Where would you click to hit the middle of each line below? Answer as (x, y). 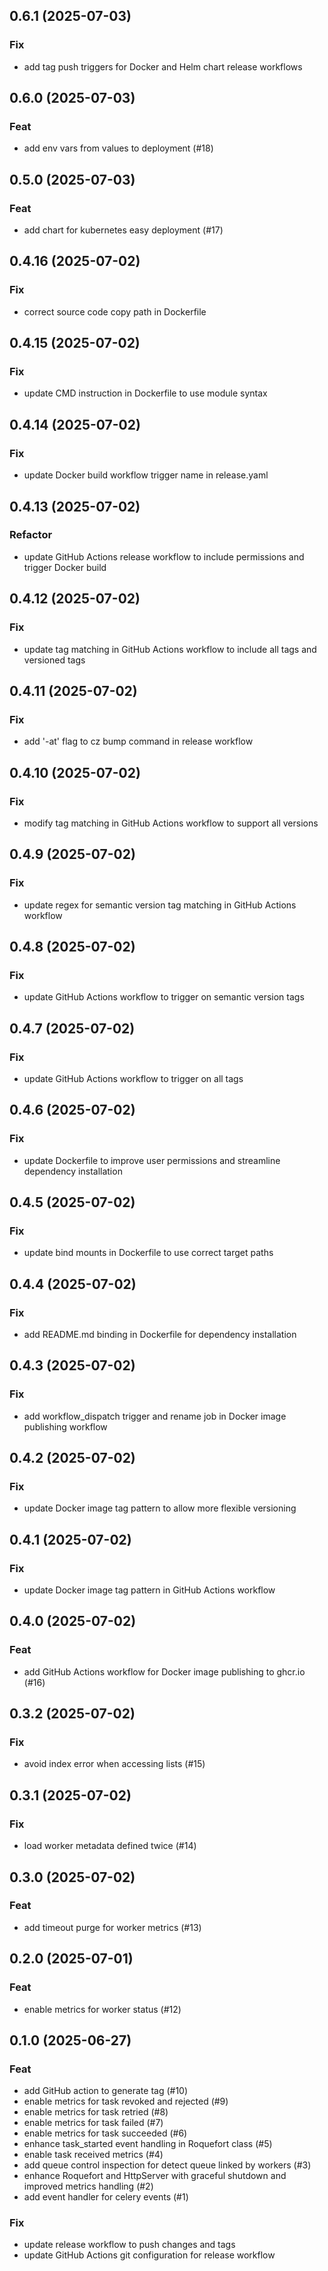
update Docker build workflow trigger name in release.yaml (146, 475)
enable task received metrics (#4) (93, 2155)
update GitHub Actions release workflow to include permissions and (164, 556)
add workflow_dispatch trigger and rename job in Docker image (155, 1416)
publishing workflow (65, 1426)
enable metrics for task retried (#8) (96, 2112)
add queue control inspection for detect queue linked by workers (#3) (167, 2165)
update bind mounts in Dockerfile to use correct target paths (148, 1253)
